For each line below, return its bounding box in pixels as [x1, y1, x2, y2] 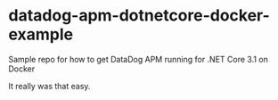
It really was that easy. [8, 80, 91, 91]
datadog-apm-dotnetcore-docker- [8, 5, 271, 26]
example [8, 24, 74, 45]
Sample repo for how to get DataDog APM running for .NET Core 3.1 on [8, 54, 269, 64]
